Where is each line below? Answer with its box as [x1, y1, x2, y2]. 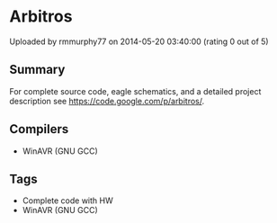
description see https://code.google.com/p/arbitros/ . [9, 95, 205, 106]
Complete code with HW [22, 195, 114, 206]
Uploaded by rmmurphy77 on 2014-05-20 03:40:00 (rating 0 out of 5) [9, 36, 269, 47]
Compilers [9, 121, 69, 137]
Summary [9, 62, 66, 77]
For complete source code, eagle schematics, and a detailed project [9, 85, 262, 96]
